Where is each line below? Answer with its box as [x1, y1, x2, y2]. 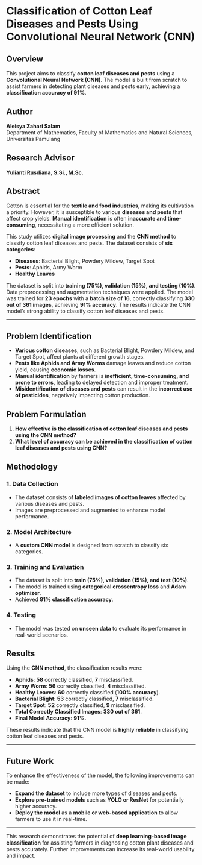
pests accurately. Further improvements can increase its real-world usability [6, 846, 195, 853]
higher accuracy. [14, 803, 57, 810]
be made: [6, 778, 30, 785]
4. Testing [6, 611, 36, 619]
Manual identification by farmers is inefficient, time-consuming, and [14, 373, 189, 380]
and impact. [6, 852, 36, 860]
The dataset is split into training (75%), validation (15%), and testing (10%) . [6, 282, 196, 289]
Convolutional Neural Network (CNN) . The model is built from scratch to [6, 77, 188, 83]
